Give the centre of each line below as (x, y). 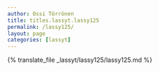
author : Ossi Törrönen (41, 14)
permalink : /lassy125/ (41, 27)
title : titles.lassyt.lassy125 (53, 20)
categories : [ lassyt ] (39, 40)
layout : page (26, 33)
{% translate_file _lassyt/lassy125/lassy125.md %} (80, 60)
